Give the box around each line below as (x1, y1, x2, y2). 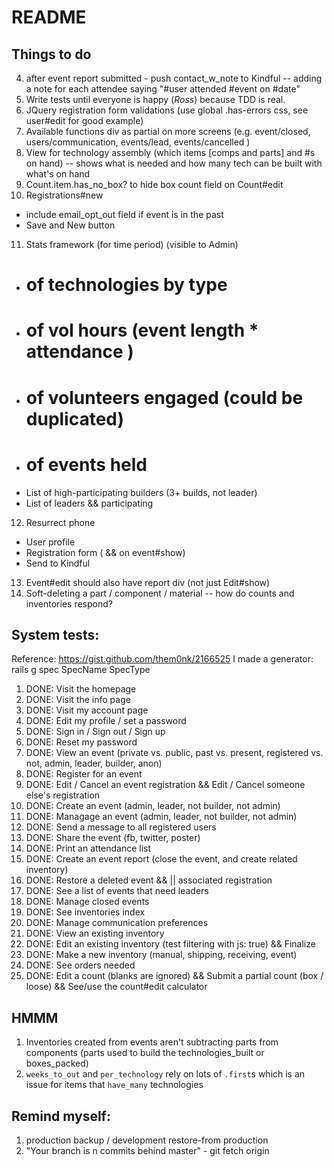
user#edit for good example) (25, 115, 144, 126)
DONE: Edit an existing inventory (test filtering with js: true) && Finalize (25, 938, 316, 950)
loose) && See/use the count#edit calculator (25, 981, 208, 993)
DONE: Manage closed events (25, 896, 150, 908)
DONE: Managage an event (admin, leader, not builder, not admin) (25, 811, 298, 823)
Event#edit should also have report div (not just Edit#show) (25, 576, 271, 588)
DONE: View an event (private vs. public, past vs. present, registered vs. (25, 747, 324, 759)
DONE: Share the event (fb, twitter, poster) (25, 832, 201, 844)
